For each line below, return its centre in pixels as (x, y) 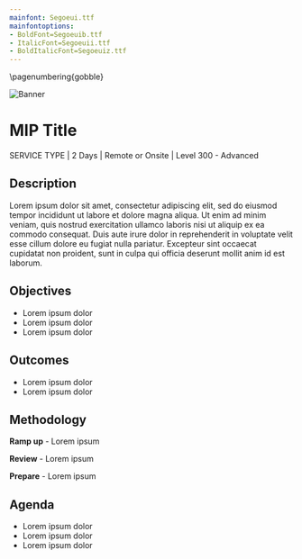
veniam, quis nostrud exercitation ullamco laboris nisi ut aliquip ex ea (137, 224)
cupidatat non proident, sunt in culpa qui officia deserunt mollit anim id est (147, 253)
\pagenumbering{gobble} (56, 77)
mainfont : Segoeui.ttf (52, 18)
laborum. (26, 263)
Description (43, 184)
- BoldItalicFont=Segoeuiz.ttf (68, 51)
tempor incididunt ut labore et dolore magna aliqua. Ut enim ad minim (138, 215)
